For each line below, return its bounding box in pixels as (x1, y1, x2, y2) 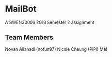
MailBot (5, 3, 37, 14)
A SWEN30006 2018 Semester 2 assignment (5, 19, 95, 25)
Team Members (5, 33, 53, 42)
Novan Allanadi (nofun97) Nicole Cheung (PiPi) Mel (5, 46, 108, 52)
